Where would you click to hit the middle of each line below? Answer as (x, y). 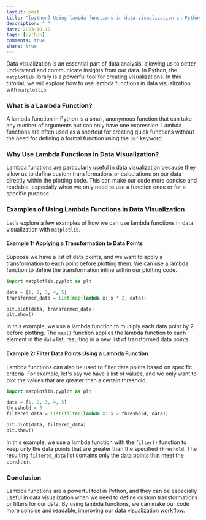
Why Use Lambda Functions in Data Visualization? (83, 154)
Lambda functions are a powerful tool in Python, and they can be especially (102, 491)
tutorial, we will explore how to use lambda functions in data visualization (99, 83)
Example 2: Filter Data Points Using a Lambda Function (77, 353)
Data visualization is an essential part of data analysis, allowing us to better (101, 63)
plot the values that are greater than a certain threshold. (77, 380)
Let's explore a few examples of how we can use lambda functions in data (100, 223)
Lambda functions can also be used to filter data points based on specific (99, 367)
